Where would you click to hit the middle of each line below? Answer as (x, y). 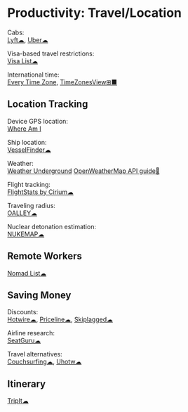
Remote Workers (45, 256)
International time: (33, 75)
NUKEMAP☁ (26, 234)
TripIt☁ (18, 401)
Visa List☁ (23, 60)
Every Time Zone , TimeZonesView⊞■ (62, 82)
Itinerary (27, 384)
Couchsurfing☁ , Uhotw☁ (45, 362)
